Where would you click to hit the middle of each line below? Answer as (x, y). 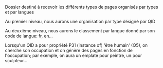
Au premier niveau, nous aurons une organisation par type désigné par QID (80, 21)
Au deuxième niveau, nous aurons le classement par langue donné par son (80, 31)
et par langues (19, 12)
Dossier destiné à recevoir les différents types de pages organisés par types (81, 7)
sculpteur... (16, 61)
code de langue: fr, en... (29, 36)
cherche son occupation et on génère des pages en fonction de (69, 50)
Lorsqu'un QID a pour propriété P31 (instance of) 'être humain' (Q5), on (76, 45)
